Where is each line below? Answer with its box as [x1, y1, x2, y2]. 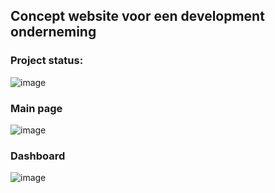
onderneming [10, 24, 97, 41]
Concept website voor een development [10, 8, 265, 25]
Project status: [10, 54, 84, 68]
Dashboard [10, 149, 66, 163]
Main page [10, 101, 63, 115]
